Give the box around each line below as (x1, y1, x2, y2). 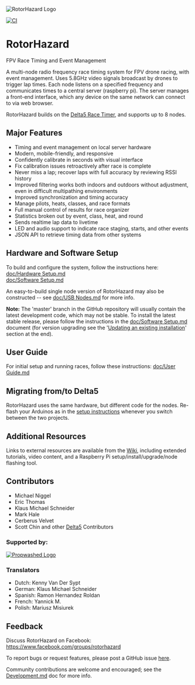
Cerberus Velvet (14, 517, 54, 524)
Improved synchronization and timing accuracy (14, 193, 128, 201)
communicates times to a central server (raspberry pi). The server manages (6, 87, 189, 94)
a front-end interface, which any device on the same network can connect (6, 93, 186, 100)
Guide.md (6, 369, 30, 376)
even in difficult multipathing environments (14, 187, 118, 194)
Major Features (6, 128, 63, 138)
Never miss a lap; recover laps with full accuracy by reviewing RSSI (14, 168, 177, 176)
